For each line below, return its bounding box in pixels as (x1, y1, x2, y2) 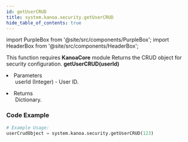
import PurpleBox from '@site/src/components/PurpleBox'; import (6, 36, 169, 44)
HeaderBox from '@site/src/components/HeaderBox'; (6, 42, 139, 50)
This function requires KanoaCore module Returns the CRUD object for (6, 54, 182, 61)
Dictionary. (14, 96, 42, 103)
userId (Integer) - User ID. (14, 78, 79, 85)
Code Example (6, 111, 50, 119)
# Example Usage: (6, 125, 50, 131)
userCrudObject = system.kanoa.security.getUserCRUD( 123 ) (6, 130, 154, 136)
